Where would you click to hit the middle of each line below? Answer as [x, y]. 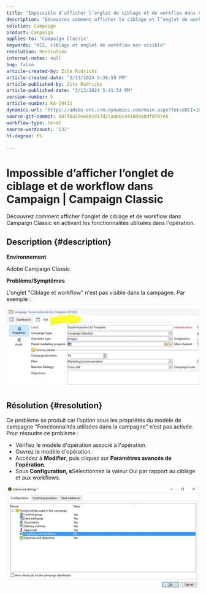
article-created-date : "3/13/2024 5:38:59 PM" [67, 78]
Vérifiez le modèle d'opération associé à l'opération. [81, 445]
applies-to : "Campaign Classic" [48, 39]
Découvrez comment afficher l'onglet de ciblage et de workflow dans [94, 216]
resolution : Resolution [37, 52]
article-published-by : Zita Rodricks [55, 84]
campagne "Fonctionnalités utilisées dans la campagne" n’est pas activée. [100, 427]
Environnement [26, 257]
